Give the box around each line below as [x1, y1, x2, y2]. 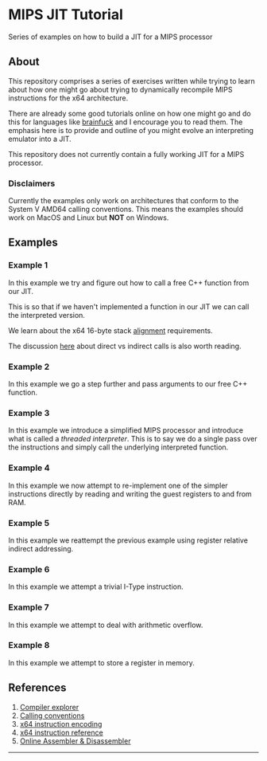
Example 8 [8, 640, 50, 651]
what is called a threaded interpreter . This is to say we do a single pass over [8, 434, 257, 444]
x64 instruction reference [19, 728, 103, 737]
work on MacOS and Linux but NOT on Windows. [8, 213, 169, 222]
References [8, 681, 67, 695]
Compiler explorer [19, 702, 79, 712]
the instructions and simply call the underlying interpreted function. [8, 442, 229, 452]
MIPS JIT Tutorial [8, 6, 123, 24]
